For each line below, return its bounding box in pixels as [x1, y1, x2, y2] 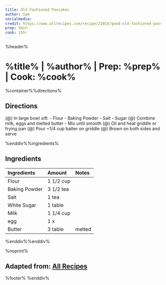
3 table [47, 225, 64, 232]
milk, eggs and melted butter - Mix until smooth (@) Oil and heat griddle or [5, 120, 157, 126]
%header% [5, 44, 28, 49]
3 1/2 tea [47, 185, 69, 192]
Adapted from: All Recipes [5, 262, 88, 270]
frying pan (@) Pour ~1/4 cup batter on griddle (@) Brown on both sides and [5, 125, 160, 131]
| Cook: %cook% [5, 71, 76, 83]
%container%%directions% [5, 87, 62, 94]
